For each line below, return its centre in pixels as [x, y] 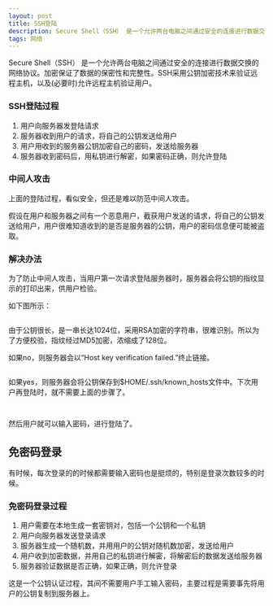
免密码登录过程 [38, 506]
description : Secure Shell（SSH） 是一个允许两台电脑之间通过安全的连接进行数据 [134, 31]
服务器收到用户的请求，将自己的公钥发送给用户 [98, 136]
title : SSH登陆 [33, 24]
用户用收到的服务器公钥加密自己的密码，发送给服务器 [109, 146]
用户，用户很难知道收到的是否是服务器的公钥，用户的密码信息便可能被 [140, 225]
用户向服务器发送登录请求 [63, 536]
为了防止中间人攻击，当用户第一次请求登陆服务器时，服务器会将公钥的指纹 [133, 278]
